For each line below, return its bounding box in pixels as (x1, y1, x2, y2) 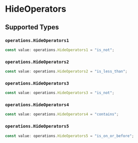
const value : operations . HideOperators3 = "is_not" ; (5, 91, 115, 95)
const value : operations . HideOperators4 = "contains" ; (5, 112, 119, 117)
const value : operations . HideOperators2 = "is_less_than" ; (5, 69, 128, 74)
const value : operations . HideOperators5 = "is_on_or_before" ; (5, 133, 134, 138)
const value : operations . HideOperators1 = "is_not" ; (5, 48, 115, 52)
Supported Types (5, 23, 59, 31)
